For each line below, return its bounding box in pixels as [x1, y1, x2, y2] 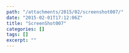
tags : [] [6, 32, 29, 38]
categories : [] [6, 26, 45, 32]
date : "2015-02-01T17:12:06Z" [6, 15, 83, 21]
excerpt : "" [6, 37, 37, 43]
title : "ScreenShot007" [6, 20, 67, 26]
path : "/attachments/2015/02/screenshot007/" [6, 9, 124, 15]
